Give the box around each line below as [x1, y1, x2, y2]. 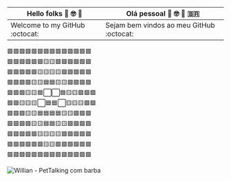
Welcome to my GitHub [10, 21, 85, 30]
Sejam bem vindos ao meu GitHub [105, 21, 215, 30]
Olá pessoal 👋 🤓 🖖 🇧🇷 [126, 9, 200, 18]
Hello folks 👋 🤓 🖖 [26, 9, 82, 18]
